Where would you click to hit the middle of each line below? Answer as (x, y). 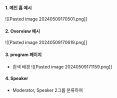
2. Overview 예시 (22, 31)
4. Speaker (17, 78)
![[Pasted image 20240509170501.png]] (46, 19)
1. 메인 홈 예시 (18, 7)
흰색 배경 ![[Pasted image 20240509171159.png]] (62, 66)
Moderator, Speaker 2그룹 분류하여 (48, 90)
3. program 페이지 (23, 54)
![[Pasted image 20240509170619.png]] (46, 42)
